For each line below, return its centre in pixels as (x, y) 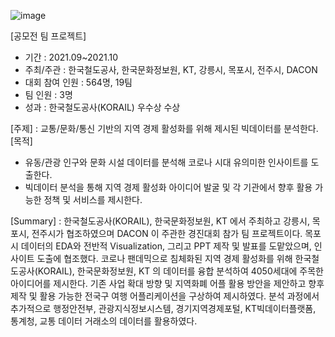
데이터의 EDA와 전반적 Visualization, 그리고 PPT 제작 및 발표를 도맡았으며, (166, 246)
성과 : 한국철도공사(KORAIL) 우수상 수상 (102, 107)
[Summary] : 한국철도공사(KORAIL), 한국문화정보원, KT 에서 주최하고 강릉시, (160, 221)
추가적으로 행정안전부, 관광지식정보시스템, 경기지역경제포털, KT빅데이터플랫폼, (163, 308)
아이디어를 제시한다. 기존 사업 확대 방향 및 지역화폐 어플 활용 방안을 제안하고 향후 (167, 283)
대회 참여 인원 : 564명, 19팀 (78, 82)
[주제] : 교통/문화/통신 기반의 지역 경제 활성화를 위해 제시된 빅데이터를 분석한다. (164, 128)
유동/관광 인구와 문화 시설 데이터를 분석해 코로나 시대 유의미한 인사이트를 (166, 162)
